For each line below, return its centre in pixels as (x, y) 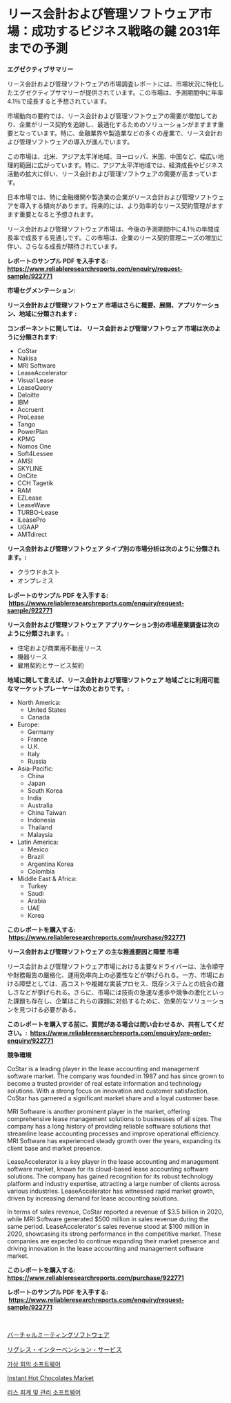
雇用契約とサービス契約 (50, 665)
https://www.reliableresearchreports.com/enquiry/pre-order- (121, 1033)
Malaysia (40, 834)
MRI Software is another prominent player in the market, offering (99, 1111)
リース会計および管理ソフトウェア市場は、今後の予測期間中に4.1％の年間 (110, 229)
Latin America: (38, 842)
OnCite (27, 475)
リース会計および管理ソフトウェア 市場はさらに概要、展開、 (92, 305)
